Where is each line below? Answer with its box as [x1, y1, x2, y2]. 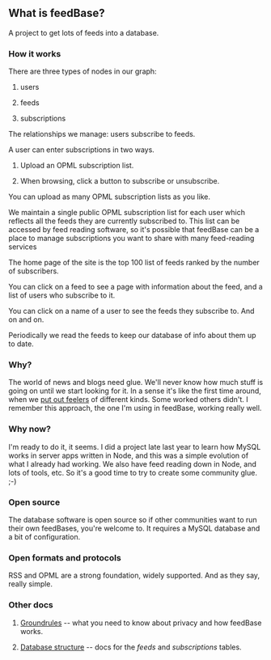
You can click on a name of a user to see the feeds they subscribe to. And [8, 307, 255, 316]
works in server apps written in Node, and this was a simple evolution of [8, 451, 249, 460]
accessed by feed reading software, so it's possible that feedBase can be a [8, 225, 260, 235]
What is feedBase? [8, 6, 105, 20]
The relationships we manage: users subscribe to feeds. [8, 129, 196, 139]
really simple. [8, 579, 53, 589]
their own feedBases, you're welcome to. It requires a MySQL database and [8, 523, 260, 533]
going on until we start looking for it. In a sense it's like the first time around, [8, 386, 261, 396]
